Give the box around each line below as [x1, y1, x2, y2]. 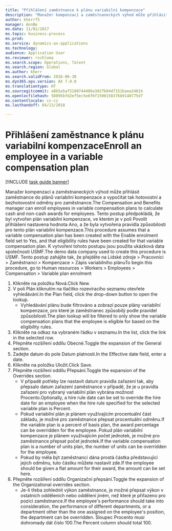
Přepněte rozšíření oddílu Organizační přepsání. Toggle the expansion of [12, 476, 164, 482]
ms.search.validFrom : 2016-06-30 [5, 74, 77, 79]
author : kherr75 [5, 17, 40, 22]
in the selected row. [12, 335, 55, 341]
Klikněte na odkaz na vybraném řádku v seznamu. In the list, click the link [12, 329, 166, 335]
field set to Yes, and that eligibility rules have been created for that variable [5, 238, 164, 244]
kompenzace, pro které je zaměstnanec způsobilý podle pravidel [20, 308, 157, 314]
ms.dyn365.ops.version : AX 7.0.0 [5, 79, 77, 84]
